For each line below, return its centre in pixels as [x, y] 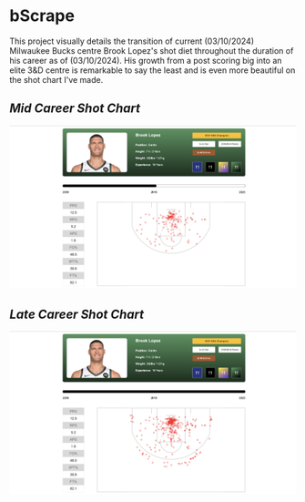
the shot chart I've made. [56, 79]
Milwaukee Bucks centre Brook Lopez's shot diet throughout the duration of [152, 50]
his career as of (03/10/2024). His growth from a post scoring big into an [146, 60]
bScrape [42, 16]
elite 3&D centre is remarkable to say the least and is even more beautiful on [152, 70]
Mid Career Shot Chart [75, 109]
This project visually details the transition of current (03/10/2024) [132, 41]
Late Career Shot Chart [77, 314]
